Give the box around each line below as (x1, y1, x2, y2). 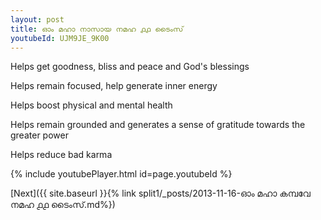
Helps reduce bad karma (10, 149, 113, 161)
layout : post (10, 14, 65, 25)
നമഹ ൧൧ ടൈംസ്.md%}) (10, 199, 116, 211)
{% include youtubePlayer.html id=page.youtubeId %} (10, 168, 233, 180)
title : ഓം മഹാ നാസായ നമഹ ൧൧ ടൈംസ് (10, 24, 184, 34)
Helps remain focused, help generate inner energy (10, 80, 218, 92)
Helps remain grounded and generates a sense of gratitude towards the (10, 119, 306, 131)
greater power (10, 129, 69, 141)
